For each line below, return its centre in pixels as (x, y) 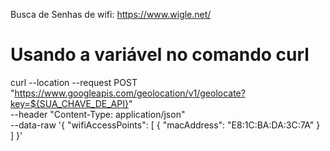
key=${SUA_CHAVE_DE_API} (69, 103)
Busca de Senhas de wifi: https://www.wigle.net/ (111, 14)
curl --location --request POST (74, 82)
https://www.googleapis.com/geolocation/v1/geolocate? (130, 93)
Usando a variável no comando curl (160, 55)
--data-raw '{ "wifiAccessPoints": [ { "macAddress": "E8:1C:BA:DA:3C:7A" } (165, 125)
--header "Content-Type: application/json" (98, 114)
